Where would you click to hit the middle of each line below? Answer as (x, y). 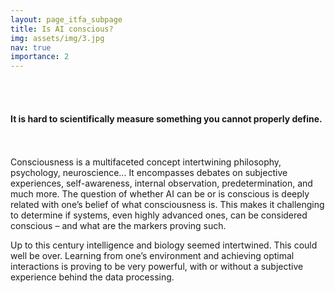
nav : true (31, 47)
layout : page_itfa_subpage (66, 19)
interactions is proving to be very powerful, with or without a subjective (157, 267)
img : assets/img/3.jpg (57, 38)
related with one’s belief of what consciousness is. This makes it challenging (167, 205)
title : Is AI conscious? (62, 29)
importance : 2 (40, 57)
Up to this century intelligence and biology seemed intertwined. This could (164, 245)
